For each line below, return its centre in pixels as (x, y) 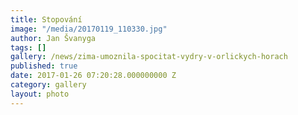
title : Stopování (46, 19)
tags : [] (28, 47)
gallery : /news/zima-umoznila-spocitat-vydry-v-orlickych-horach (149, 57)
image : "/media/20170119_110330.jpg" (89, 29)
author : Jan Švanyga (53, 38)
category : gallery (48, 85)
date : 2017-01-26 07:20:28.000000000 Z (93, 76)
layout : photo (40, 94)
